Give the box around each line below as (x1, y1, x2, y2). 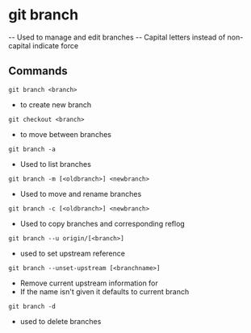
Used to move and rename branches (19, 189, 142, 198)
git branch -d (8, 302, 56, 310)
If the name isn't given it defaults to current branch (19, 286, 190, 296)
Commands (8, 65, 69, 78)
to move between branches (19, 129, 111, 139)
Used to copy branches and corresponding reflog (19, 219, 186, 228)
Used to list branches (19, 159, 91, 169)
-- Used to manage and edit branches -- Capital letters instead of (8, 32, 226, 42)
